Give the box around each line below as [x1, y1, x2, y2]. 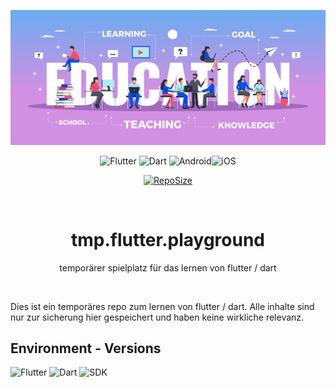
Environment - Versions [10, 340, 162, 357]
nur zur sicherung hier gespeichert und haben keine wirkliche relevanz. [10, 311, 305, 323]
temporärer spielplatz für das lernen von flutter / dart [59, 261, 277, 274]
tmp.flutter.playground [70, 228, 266, 251]
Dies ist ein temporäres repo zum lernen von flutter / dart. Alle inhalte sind [10, 300, 315, 312]
